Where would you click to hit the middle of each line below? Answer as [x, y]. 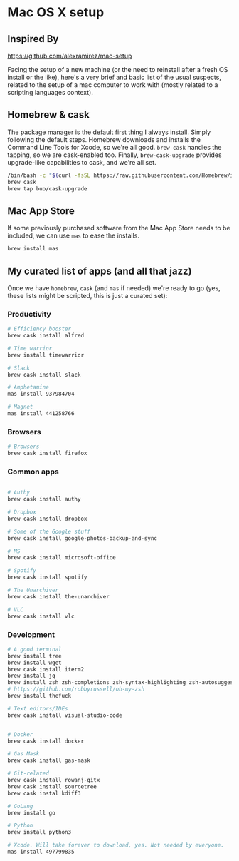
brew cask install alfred [46, 336]
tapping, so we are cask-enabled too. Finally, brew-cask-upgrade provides [115, 155]
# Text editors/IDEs [38, 708]
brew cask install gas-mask [49, 760]
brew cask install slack [44, 375]
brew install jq [31, 676]
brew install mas [33, 249]
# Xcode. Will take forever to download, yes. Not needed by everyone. [116, 845]
